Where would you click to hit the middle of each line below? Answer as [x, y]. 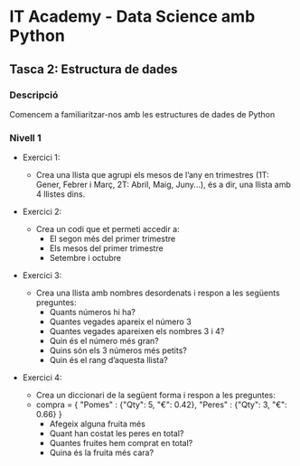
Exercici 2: [42, 212]
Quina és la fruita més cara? [102, 452]
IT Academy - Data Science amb [132, 17]
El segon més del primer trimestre [112, 239]
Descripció [34, 95]
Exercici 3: [42, 275]
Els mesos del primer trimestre [107, 248]
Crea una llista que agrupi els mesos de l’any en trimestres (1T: [152, 175]
